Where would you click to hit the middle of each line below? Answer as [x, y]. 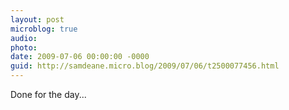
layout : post [37, 19]
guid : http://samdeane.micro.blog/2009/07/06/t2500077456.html [145, 66]
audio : [24, 38]
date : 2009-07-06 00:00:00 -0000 [80, 57]
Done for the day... [48, 94]
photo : [24, 47]
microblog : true [44, 29]
